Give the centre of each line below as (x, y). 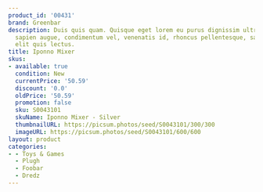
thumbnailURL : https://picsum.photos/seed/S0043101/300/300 (115, 125)
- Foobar (29, 168)
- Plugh (28, 161)
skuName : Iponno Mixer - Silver (68, 118)
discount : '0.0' (41, 88)
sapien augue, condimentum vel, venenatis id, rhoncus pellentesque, (131, 37)
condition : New (40, 74)
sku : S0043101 (38, 110)
